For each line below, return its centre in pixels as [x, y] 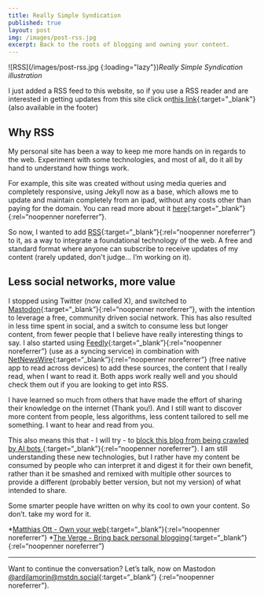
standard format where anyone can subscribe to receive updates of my [123, 248]
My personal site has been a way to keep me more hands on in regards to [127, 151]
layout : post [29, 30]
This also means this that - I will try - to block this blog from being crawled [128, 440]
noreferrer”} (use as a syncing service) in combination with [104, 350]
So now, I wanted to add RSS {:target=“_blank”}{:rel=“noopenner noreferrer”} [132, 232]
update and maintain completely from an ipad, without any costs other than [130, 200]
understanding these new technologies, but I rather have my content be [124, 457]
